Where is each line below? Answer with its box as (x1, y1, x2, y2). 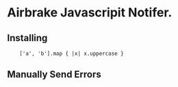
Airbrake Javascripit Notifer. (7, 5, 173, 21)
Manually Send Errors (7, 69, 101, 80)
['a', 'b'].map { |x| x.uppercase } (19, 50, 125, 57)
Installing (7, 32, 48, 44)
